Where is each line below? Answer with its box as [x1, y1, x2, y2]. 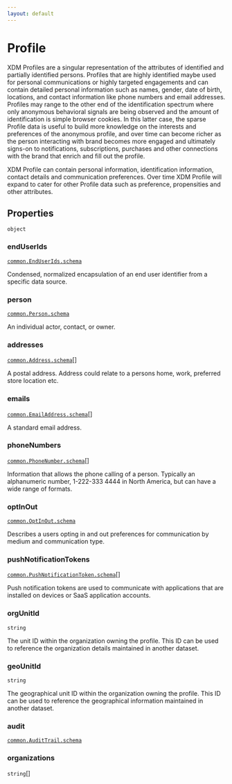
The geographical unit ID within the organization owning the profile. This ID [7, 689, 222, 698]
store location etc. [7, 377, 59, 385]
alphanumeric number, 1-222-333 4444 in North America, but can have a [7, 477, 216, 485]
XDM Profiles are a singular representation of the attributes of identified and [7, 63, 224, 72]
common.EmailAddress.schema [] [7, 409, 93, 418]
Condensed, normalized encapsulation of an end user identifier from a [7, 270, 208, 278]
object [7, 226, 26, 233]
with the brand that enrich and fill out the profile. [7, 152, 145, 160]
